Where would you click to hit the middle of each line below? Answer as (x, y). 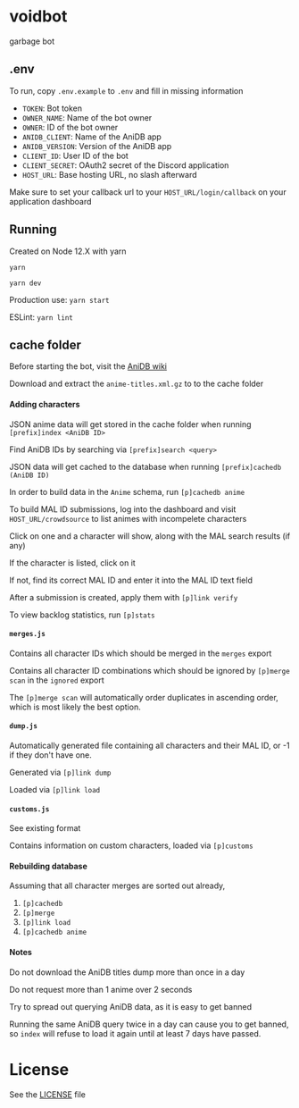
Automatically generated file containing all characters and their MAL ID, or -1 (149, 745)
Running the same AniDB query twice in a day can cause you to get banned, (149, 1024)
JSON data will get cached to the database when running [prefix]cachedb (145, 466)
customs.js (29, 809)
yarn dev (25, 283)
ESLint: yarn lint (41, 317)
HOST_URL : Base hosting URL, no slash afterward (110, 174)
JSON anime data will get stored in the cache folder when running (130, 424)
